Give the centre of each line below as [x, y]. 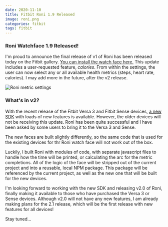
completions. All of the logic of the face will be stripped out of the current [81, 162]
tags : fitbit [19, 28]
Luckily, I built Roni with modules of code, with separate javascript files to [81, 152]
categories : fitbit [25, 24]
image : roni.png [22, 19]
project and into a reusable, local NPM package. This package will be [76, 168]
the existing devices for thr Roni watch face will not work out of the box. [79, 142]
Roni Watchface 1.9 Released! [42, 46]
